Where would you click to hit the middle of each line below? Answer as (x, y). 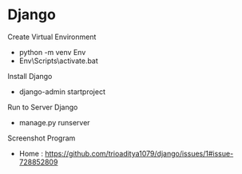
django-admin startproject (62, 91)
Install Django (30, 76)
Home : (31, 153)
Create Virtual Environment (52, 37)
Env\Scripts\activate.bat (59, 61)
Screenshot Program (42, 138)
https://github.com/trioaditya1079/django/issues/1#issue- (139, 153)
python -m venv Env (52, 52)
